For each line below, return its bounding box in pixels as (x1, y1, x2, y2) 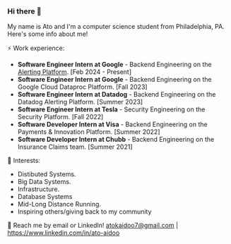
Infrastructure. (17, 185, 60, 193)
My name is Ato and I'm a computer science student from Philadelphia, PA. (7, 23, 225, 31)
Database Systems (17, 193, 73, 201)
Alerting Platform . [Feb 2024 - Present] (17, 68, 132, 76)
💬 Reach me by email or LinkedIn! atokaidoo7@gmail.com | (7, 221, 179, 230)
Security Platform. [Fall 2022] (17, 113, 104, 121)
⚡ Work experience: (7, 44, 65, 52)
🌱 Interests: (7, 157, 41, 165)
